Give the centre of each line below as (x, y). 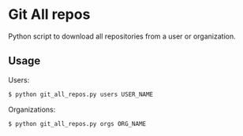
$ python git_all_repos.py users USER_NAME (81, 94)
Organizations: (32, 109)
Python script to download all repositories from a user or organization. (122, 36)
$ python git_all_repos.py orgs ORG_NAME (77, 123)
